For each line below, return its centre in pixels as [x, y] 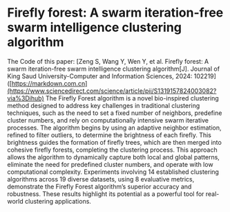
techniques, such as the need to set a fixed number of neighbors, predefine [115, 113]
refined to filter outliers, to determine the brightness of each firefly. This [109, 135]
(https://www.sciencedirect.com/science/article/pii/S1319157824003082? [112, 91]
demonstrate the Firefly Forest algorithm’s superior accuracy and [99, 186]
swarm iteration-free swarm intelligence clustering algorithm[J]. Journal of [113, 69]
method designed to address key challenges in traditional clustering [104, 105]
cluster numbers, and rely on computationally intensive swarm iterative [108, 120]
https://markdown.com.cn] [49, 83]
